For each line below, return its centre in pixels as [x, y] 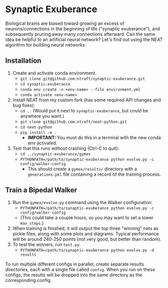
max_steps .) [32, 223]
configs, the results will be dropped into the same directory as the [74, 275]
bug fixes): [24, 105]
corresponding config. [29, 280]
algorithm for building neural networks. [46, 45]
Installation [23, 61]
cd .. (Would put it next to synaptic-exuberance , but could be [84, 110]
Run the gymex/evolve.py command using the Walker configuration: [82, 202]
